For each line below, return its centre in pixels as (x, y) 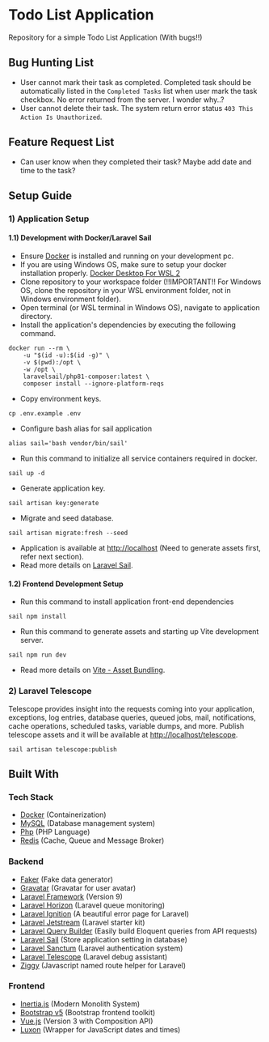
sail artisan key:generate (54, 504)
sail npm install (38, 617)
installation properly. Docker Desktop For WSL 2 (100, 274)
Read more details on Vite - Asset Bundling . (92, 670)
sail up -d (27, 474)
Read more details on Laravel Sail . (76, 565)
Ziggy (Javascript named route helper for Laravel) (103, 965)
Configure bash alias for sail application (86, 429)
